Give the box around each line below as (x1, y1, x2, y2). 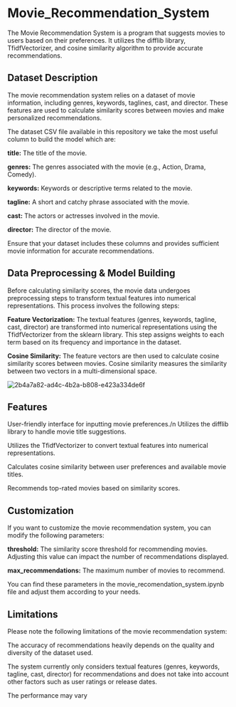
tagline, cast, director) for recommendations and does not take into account (7, 670, 229, 678)
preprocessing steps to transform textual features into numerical (7, 293, 196, 302)
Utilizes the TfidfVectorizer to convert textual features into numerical (7, 441, 208, 450)
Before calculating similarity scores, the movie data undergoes (7, 286, 191, 295)
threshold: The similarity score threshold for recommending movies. (7, 545, 208, 553)
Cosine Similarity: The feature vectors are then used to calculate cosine (7, 351, 220, 360)
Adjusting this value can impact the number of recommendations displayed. (7, 552, 229, 561)
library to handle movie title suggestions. (7, 427, 127, 436)
